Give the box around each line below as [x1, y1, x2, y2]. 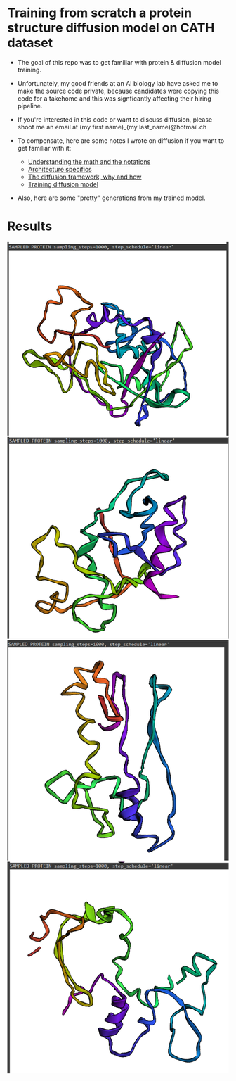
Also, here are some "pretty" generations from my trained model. [17, 194, 206, 202]
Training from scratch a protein [7, 5, 192, 21]
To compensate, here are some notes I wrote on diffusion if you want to [17, 136, 225, 145]
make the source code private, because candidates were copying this [17, 87, 220, 95]
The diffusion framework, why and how [27, 172, 142, 181]
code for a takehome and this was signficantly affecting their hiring [17, 94, 212, 103]
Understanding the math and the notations [27, 157, 151, 166]
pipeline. [17, 101, 43, 110]
